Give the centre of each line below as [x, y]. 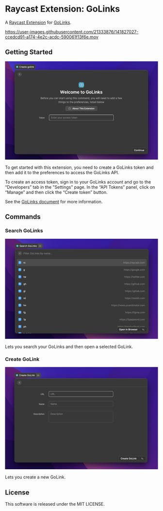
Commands [23, 217]
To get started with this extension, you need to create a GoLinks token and [79, 167]
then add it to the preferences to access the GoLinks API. [62, 173]
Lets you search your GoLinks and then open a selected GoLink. [69, 347]
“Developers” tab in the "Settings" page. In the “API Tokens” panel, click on [80, 187]
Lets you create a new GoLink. [35, 477]
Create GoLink [22, 359]
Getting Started [29, 52]
